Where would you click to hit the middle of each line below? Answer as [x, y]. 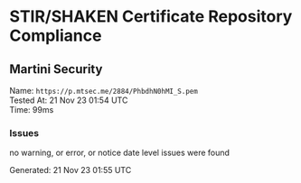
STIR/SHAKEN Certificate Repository [151, 17]
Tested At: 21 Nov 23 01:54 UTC [69, 100]
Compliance [56, 36]
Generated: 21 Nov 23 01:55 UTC [71, 170]
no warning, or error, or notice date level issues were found [120, 153]
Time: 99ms [32, 110]
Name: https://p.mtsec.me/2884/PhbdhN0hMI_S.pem [104, 91]
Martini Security [56, 69]
